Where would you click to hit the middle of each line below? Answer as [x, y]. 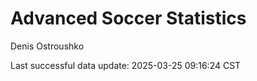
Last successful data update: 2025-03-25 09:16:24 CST [126, 65]
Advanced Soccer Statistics [128, 18]
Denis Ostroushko [47, 46]
